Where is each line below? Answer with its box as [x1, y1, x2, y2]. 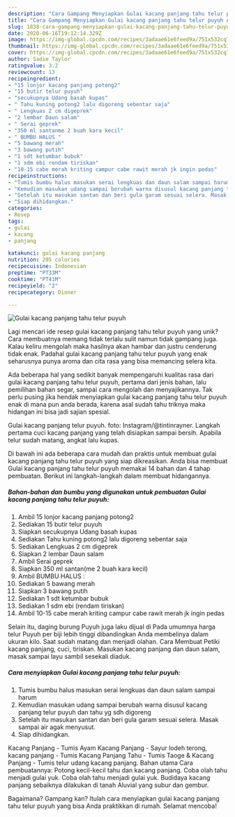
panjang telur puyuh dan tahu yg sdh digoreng [17, 708, 152, 717]
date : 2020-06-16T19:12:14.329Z [8, 29, 102, 37]
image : [8, 36, 27, 43]
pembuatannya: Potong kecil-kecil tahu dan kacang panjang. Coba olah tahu [8, 766, 228, 774]
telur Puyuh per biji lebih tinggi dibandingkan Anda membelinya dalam [8, 630, 209, 638]
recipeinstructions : [8, 172, 68, 179]
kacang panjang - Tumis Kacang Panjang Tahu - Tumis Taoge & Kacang [8, 751, 215, 760]
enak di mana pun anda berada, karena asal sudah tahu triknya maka [8, 400, 206, 409]
